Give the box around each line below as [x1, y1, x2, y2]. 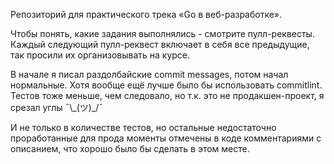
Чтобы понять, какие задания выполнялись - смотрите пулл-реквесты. [10, 28, 315, 39]
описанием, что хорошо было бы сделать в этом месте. [10, 143, 250, 154]
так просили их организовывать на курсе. [10, 49, 191, 61]
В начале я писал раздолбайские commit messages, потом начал [10, 69, 289, 80]
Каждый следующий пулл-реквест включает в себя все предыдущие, [10, 39, 310, 50]
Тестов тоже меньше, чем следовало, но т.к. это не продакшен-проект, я [10, 90, 325, 101]
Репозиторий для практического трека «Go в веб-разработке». [10, 9, 283, 20]
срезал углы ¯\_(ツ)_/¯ [10, 102, 104, 113]
